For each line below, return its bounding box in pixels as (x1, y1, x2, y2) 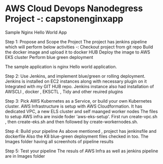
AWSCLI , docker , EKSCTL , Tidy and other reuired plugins (5, 89, 123, 94)
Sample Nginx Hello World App (5, 29, 67, 35)
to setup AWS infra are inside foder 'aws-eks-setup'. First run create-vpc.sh (5, 113, 158, 119)
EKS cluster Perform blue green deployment (5, 54, 93, 60)
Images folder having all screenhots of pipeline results (5, 138, 114, 144)
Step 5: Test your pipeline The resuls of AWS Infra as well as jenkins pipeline (5, 148, 158, 154)
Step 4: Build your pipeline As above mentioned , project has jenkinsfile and (5, 128, 157, 134)
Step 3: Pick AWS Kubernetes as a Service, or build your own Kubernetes (5, 98, 152, 104)
